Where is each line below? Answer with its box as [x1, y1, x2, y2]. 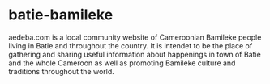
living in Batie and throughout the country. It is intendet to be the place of [8, 40, 253, 50]
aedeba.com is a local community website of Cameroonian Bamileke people [8, 32, 262, 42]
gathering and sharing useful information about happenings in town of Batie [8, 49, 261, 59]
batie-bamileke [8, 6, 114, 24]
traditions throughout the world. [8, 66, 115, 76]
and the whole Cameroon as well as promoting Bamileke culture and [8, 58, 236, 68]
